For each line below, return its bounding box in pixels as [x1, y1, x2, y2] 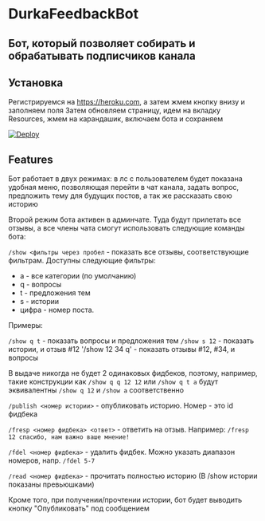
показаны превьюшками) [8, 480, 95, 489]
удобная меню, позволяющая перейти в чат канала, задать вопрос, [8, 183, 240, 192]
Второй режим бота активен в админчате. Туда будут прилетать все [8, 215, 241, 224]
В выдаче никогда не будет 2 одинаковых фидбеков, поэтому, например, [8, 369, 258, 378]
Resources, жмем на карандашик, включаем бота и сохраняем [8, 114, 224, 124]
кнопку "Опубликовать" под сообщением [8, 503, 150, 513]
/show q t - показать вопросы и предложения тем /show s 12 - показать [8, 336, 255, 345]
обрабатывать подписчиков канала [8, 49, 197, 62]
